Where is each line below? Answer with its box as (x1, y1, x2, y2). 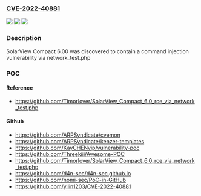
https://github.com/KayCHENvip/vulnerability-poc (15, 144, 140, 151)
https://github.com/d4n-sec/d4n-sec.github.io (15, 169, 131, 177)
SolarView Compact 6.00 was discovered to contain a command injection (6, 47, 189, 55)
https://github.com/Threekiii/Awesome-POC (15, 150, 125, 158)
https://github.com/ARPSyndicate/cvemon (15, 131, 121, 139)
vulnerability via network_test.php (6, 54, 91, 61)
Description (6, 34, 42, 42)
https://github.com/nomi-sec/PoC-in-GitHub (15, 176, 126, 183)
